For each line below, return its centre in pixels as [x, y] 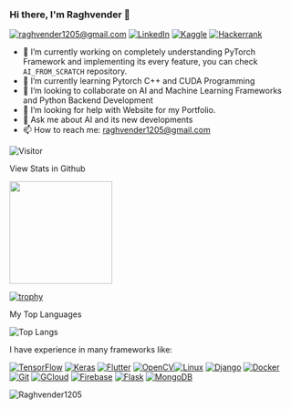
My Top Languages [46, 314]
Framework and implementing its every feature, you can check [140, 62]
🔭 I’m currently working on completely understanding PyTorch [139, 52]
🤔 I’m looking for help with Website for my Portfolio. [119, 110]
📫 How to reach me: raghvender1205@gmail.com [117, 130]
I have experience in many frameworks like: [91, 350]
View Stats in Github [47, 169]
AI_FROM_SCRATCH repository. [75, 71]
